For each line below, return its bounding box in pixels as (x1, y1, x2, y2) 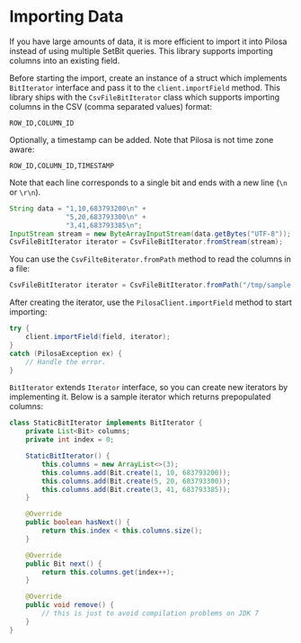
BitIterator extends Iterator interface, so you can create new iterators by (9, 382, 288, 393)
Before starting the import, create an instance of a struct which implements (9, 72, 288, 83)
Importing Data (9, 6, 124, 27)
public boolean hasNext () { (25, 518, 130, 527)
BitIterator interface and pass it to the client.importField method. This (9, 82, 281, 93)
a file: (9, 263, 30, 274)
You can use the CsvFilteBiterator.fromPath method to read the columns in (9, 254, 292, 264)
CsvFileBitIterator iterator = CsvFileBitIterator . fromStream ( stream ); (9, 237, 283, 246)
